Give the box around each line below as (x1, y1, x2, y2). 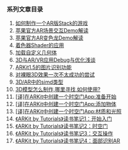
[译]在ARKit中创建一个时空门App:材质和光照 (15, 108, 122, 115)
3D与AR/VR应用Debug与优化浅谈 (15, 56, 96, 64)
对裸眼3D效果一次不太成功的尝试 (15, 71, 95, 78)
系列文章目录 (6, 5, 44, 13)
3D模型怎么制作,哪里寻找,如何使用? (15, 86, 101, 93)
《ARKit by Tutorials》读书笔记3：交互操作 (15, 130, 114, 137)
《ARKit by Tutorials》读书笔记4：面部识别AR (15, 137, 120, 145)
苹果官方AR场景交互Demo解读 (15, 27, 89, 34)
